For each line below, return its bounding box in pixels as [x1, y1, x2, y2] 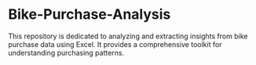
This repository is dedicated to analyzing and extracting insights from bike [8, 31, 248, 41]
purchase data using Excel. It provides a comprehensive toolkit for [8, 39, 222, 49]
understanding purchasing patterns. [8, 48, 125, 57]
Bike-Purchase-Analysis [8, 5, 171, 23]
